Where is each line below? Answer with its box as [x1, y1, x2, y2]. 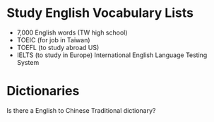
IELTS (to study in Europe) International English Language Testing [16, 51, 208, 59]
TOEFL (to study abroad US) [16, 43, 100, 51]
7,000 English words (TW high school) [16, 28, 128, 37]
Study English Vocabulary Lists [6, 5, 194, 21]
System [16, 58, 40, 66]
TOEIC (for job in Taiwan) [16, 35, 90, 44]
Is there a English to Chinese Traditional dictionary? [6, 106, 156, 114]
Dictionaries [6, 83, 80, 99]
